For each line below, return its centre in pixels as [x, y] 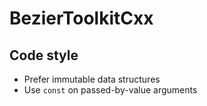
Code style [44, 55]
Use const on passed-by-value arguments [110, 90]
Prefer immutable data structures [92, 79]
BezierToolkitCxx [81, 18]
